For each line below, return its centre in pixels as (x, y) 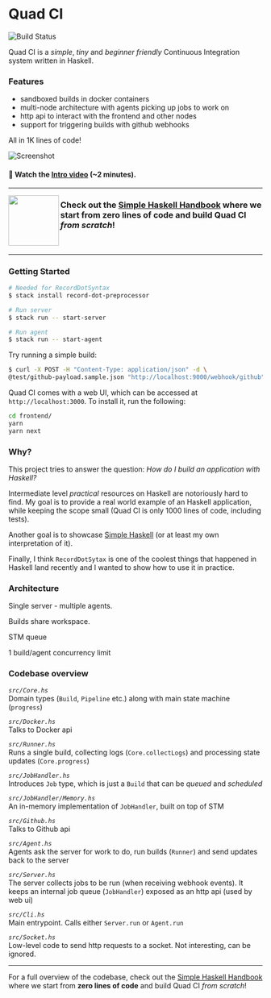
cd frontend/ (30, 416)
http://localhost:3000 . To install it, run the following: (97, 401)
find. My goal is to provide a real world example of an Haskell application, (130, 501)
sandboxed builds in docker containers (85, 99)
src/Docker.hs (32, 721)
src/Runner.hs (32, 744)
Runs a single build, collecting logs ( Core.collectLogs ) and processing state (134, 752)
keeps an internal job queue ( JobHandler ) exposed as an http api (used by (130, 891)
